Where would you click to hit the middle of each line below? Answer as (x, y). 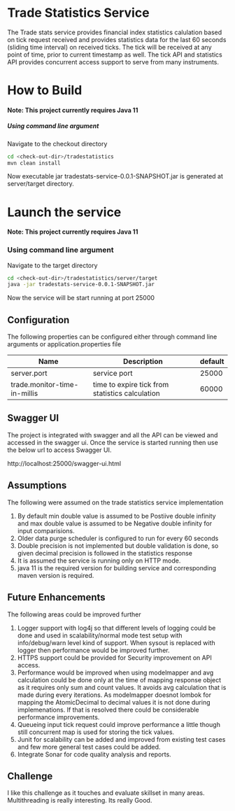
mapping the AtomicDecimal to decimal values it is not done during (114, 702)
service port (113, 374)
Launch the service (64, 212)
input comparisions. (46, 530)
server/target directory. (41, 184)
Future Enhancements (57, 597)
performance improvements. (58, 717)
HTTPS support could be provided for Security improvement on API (114, 657)
